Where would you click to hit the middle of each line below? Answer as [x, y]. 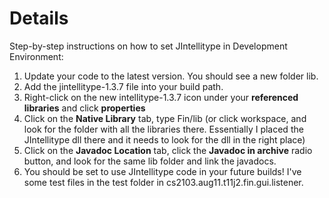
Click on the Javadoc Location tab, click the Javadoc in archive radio [168, 150]
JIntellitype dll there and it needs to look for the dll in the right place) [164, 139]
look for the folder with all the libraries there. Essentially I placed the [163, 129]
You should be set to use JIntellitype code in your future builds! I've [162, 171]
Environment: [36, 56]
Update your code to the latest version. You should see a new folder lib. [171, 76]
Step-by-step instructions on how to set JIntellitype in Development [148, 46]
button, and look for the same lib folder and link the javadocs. [150, 161]
